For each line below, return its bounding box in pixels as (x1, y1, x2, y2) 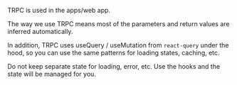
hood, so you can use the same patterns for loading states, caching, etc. (7, 49, 220, 57)
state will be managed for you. (7, 70, 96, 78)
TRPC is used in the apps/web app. (7, 6, 111, 14)
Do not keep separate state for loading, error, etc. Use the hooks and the (7, 62, 221, 70)
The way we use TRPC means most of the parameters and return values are (7, 20, 230, 28)
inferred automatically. (7, 28, 73, 35)
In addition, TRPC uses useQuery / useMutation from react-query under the (7, 41, 229, 49)
